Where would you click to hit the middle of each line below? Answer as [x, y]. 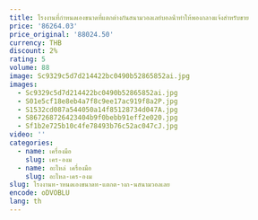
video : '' [28, 135]
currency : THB [36, 43]
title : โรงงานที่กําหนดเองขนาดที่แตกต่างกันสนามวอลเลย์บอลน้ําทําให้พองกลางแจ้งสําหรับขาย [129, 18]
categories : [31, 143]
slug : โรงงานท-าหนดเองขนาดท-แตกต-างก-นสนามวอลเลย [90, 185]
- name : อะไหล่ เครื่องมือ [55, 168]
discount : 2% [34, 51]
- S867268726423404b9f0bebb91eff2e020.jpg [98, 118]
